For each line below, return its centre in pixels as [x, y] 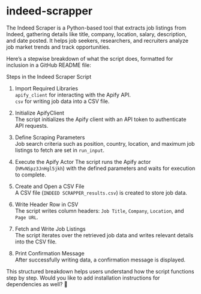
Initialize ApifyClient [40, 113]
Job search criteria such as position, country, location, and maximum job [105, 143]
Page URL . [27, 217]
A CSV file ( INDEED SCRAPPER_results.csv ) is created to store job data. [101, 192]
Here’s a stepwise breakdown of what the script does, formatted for [90, 58]
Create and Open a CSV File [49, 186]
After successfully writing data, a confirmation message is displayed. [100, 260]
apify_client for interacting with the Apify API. [73, 95]
